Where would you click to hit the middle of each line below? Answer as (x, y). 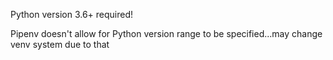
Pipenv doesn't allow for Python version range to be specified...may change (166, 33)
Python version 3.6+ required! (72, 14)
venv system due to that (60, 44)
